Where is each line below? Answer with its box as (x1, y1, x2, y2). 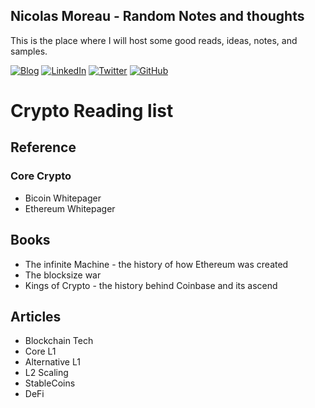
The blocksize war (24, 269, 102, 281)
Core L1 (24, 345, 57, 358)
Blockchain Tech (24, 335, 94, 347)
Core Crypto (10, 169, 72, 183)
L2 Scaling (24, 367, 69, 379)
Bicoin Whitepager (24, 192, 102, 204)
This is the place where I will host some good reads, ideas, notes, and (10, 34, 298, 46)
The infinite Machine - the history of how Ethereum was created (24, 258, 289, 270)
